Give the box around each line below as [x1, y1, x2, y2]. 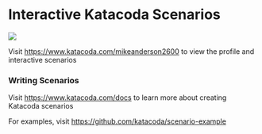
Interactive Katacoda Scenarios [8, 6, 221, 24]
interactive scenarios [8, 55, 77, 64]
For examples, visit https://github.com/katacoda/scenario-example [8, 117, 226, 126]
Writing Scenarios [8, 75, 79, 86]
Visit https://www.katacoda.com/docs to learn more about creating [8, 93, 227, 102]
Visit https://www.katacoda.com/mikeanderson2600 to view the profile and [8, 46, 255, 56]
